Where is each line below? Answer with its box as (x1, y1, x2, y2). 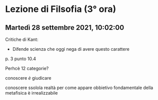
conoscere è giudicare (5, 75, 51, 81)
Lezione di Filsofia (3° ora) (5, 3, 116, 15)
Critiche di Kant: (5, 36, 38, 42)
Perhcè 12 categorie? (5, 66, 49, 71)
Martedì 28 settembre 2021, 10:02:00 (5, 23, 124, 32)
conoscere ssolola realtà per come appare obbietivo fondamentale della (5, 85, 153, 91)
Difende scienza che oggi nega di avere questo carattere (12, 46, 130, 52)
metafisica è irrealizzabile (5, 90, 58, 96)
